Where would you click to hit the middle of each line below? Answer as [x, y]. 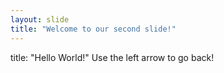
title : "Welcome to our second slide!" [93, 29]
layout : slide [40, 19]
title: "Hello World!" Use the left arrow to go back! [112, 57]
